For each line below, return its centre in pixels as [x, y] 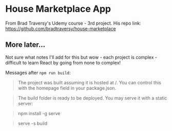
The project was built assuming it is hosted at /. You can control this [90, 82]
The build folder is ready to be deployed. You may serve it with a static [92, 98]
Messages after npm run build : [38, 72]
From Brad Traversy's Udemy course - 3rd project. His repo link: [73, 23]
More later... [25, 45]
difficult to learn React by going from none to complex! [63, 63]
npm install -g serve [39, 113]
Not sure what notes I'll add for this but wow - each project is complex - [81, 57]
